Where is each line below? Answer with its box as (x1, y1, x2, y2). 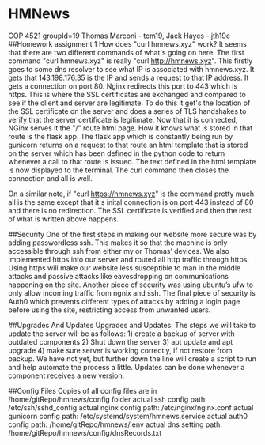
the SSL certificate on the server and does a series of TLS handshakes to (8, 106, 247, 115)
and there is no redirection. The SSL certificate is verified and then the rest (8, 206, 252, 215)
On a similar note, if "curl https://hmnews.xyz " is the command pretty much (8, 189, 255, 198)
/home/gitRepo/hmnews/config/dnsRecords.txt (8, 428, 162, 437)
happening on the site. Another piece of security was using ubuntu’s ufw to (8, 280, 254, 289)
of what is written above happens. (8, 214, 119, 224)
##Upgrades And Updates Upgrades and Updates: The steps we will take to (8, 320, 256, 330)
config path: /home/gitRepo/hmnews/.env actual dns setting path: (8, 420, 223, 429)
